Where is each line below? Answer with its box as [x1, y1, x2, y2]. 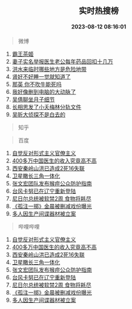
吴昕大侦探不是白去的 [12, 111, 65, 118]
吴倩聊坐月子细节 [12, 96, 55, 103]
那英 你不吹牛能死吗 [12, 81, 62, 88]
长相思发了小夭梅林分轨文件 [12, 103, 82, 110]
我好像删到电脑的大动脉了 [12, 88, 76, 95]
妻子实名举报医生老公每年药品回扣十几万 [12, 58, 113, 65]
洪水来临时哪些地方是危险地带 [12, 65, 87, 73]
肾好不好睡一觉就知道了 [12, 73, 71, 80]
